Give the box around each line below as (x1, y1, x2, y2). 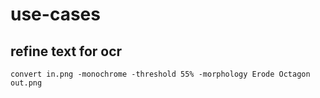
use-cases (10, 3, 101, 26)
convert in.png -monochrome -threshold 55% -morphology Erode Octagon (10, 69, 311, 79)
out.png (10, 78, 43, 88)
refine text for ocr (10, 43, 123, 60)
